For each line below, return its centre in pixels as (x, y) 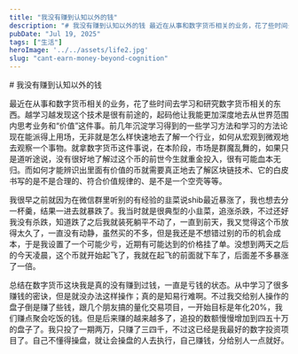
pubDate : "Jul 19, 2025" (55, 34)
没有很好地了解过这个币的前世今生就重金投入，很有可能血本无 (168, 159)
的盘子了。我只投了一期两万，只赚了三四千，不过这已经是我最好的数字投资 (145, 329)
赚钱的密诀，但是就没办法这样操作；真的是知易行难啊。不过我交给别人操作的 (149, 296)
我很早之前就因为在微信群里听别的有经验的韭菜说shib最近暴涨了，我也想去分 (149, 200)
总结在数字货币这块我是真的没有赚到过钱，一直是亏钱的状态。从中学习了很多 (149, 285)
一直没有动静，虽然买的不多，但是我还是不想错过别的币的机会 (160, 233)
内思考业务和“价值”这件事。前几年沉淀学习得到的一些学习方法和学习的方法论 (149, 126)
